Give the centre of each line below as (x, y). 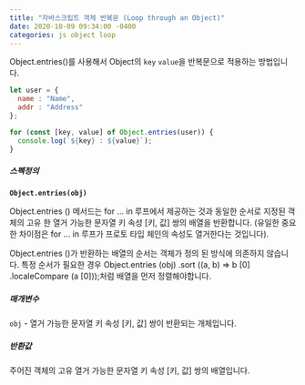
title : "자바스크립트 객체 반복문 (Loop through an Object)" (117, 18)
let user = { (34, 91)
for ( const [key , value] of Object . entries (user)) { (112, 132)
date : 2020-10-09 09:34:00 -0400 (73, 26)
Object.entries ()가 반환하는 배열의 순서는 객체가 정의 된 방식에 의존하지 (137, 253)
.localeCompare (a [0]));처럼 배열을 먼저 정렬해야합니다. (111, 276)
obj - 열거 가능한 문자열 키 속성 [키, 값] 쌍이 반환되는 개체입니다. (123, 323)
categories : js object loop (63, 35)
